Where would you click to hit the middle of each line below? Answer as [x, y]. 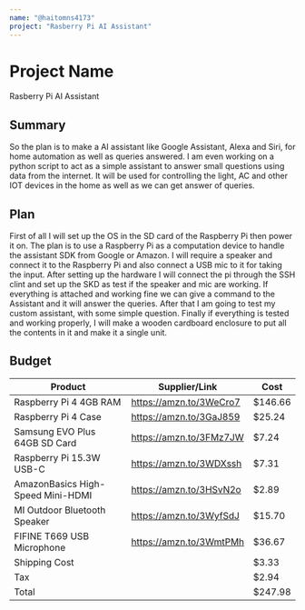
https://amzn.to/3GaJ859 [186, 416]
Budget [30, 361]
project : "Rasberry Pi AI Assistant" [81, 26]
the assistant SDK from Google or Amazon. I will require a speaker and [141, 255]
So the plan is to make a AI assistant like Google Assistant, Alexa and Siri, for [152, 147]
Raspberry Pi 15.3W [57, 457]
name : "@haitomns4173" [52, 18]
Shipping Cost [44, 562]
